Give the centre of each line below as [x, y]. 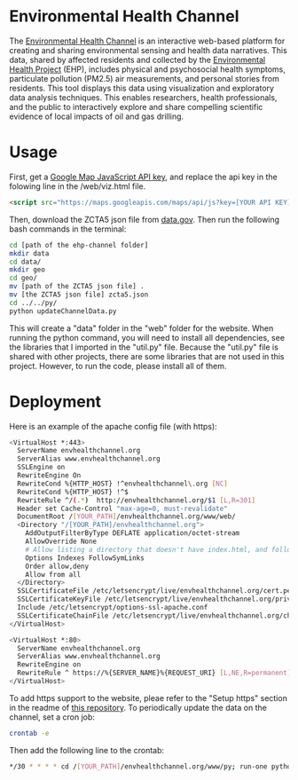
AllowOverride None [61, 542]
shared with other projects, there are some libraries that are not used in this [147, 356]
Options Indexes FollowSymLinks [85, 558]
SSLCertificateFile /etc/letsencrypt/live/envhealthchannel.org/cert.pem [156, 591]
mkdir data [29, 253]
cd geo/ [24, 278]
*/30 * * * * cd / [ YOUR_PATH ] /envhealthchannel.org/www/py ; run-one [138, 766]
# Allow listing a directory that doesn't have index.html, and [146, 549]
